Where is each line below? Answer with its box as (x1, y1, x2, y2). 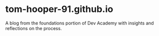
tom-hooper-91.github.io (5, 3, 113, 15)
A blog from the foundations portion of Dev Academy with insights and (5, 20, 154, 26)
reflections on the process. (5, 25, 62, 31)
